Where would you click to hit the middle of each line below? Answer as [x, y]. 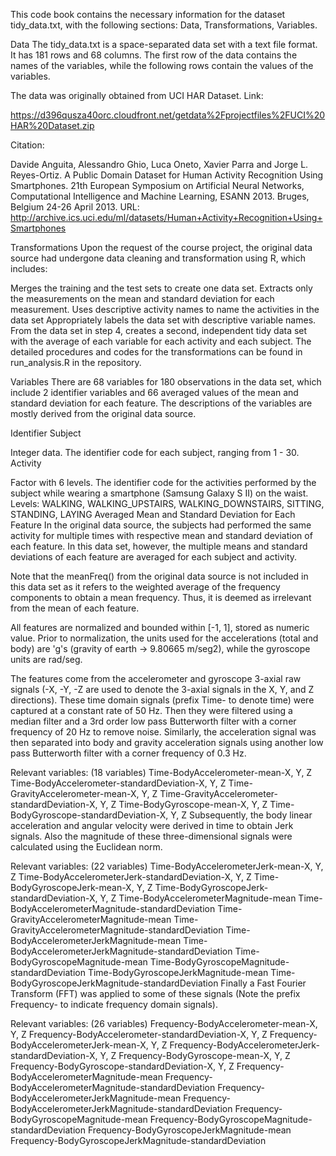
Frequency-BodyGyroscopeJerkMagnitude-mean [189, 1130]
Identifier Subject [46, 433]
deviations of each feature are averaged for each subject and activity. [154, 557]
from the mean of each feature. [75, 608]
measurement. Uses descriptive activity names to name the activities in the [165, 309]
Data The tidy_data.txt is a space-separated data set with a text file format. [164, 44]
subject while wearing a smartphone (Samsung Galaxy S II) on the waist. [159, 493]
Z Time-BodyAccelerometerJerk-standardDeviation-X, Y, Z [131, 877]
